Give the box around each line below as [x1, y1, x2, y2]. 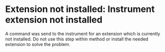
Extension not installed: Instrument [5, 3, 155, 15]
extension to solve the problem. [5, 41, 71, 47]
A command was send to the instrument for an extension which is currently [5, 30, 160, 36]
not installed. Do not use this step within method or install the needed [5, 36, 148, 42]
